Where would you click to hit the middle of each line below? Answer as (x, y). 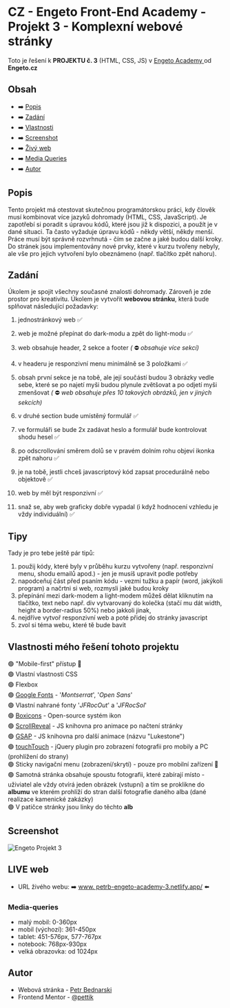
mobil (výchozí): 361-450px (57, 929)
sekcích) (30, 403)
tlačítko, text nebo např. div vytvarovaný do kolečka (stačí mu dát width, (120, 603)
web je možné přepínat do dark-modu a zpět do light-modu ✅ (105, 334)
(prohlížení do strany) (38, 757)
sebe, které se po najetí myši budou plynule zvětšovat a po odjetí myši (117, 385)
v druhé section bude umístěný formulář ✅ (78, 416)
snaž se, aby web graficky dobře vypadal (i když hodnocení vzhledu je (118, 507)
